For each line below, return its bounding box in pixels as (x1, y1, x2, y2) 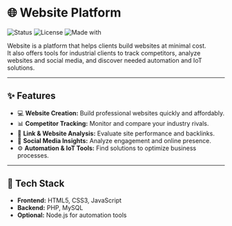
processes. (17, 151, 50, 160)
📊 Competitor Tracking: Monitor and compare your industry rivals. (17, 119, 209, 127)
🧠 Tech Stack (7, 178, 65, 189)
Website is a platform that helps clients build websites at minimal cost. (7, 41, 206, 50)
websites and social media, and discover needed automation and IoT (7, 56, 202, 64)
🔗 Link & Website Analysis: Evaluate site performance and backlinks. (17, 129, 215, 138)
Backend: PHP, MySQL (17, 203, 84, 211)
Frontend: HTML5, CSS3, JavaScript (17, 196, 122, 205)
